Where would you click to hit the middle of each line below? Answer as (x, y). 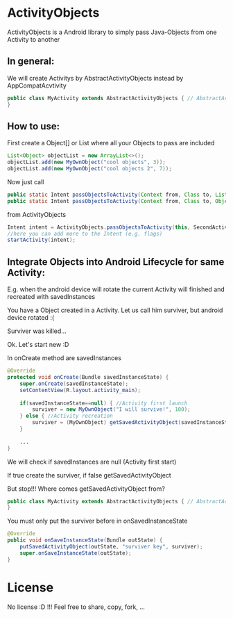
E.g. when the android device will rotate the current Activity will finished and (116, 289)
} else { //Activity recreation (66, 416)
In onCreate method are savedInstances (64, 358)
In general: (31, 62)
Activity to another (34, 39)
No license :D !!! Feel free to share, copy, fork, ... (76, 607)
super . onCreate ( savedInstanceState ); (74, 384)
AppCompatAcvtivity (37, 86)
